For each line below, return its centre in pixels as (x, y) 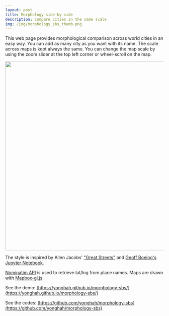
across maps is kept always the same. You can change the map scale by (80, 49)
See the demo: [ (22, 288)
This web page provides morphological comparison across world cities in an (84, 38)
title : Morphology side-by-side (39, 15)
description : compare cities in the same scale (56, 19)
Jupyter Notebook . (25, 263)
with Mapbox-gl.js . (24, 278)
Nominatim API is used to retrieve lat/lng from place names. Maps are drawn (84, 273)
